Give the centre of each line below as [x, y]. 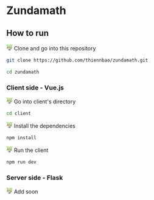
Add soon [26, 191]
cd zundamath [23, 72]
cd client [19, 114]
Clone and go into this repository [55, 48]
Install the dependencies [45, 126]
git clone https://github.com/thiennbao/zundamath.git [77, 60]
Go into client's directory [45, 102]
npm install [21, 137]
